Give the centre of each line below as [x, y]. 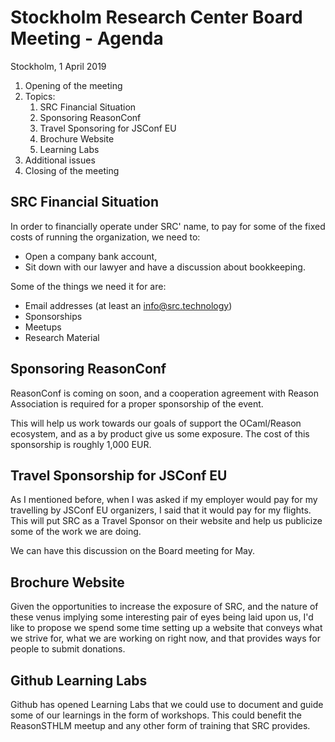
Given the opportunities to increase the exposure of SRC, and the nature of [164, 607]
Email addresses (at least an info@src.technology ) [128, 305]
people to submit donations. [68, 649]
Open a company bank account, [91, 256]
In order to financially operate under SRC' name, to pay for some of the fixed [168, 226]
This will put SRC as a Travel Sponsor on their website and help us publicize [166, 521]
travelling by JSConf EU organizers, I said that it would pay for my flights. [161, 510]
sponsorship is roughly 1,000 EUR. [81, 444]
